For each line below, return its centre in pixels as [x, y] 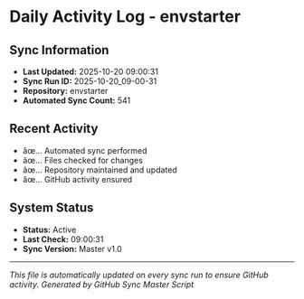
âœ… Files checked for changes [82, 160]
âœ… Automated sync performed [85, 150]
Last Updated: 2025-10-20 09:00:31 [90, 71]
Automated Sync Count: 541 [76, 100]
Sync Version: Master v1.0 [72, 248]
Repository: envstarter [65, 91]
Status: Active [49, 229]
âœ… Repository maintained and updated [100, 170]
